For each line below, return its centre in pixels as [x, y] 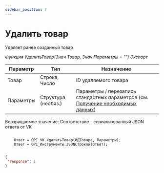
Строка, [49, 77]
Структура [52, 97]
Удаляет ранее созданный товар [39, 47]
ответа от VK [19, 127]
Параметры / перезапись [106, 91]
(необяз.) [51, 103]
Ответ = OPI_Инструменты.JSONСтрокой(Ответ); [61, 144]
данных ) [86, 109]
